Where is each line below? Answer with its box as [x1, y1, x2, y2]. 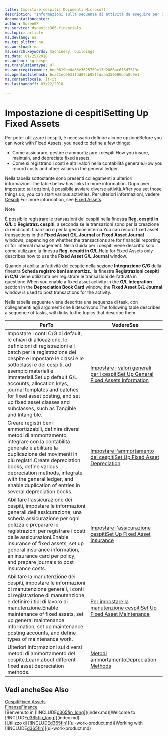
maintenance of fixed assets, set [7, 610, 84, 617]
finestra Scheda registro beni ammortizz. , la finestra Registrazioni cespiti [5, 268, 159, 274]
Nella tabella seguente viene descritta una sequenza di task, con [5, 299, 138, 305]
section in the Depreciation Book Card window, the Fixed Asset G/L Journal [5, 284, 163, 290]
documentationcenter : [5, 16, 50, 21]
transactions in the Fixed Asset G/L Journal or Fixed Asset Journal [5, 232, 144, 238]
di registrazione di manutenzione [7, 592, 85, 599]
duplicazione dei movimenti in [7, 450, 78, 457]
